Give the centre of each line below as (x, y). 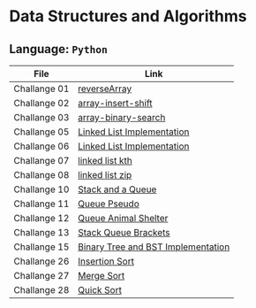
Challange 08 (41, 175)
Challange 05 (41, 132)
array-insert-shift (115, 103)
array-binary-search (122, 117)
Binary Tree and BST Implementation (154, 247)
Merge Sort (102, 276)
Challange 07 (41, 161)
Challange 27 (41, 276)
